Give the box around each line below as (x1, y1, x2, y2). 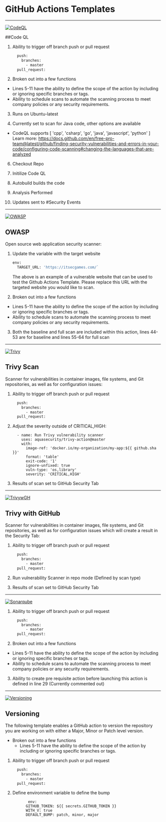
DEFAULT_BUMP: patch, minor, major (25, 813, 99, 818)
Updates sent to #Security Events (12, 199, 81, 205)
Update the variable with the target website (12, 251, 100, 257)
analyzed (12, 151, 31, 157)
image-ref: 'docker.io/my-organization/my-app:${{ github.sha (25, 446, 157, 451)
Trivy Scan (5, 363, 39, 371)
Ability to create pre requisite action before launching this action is (12, 675, 148, 682)
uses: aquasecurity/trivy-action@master (21, 437, 106, 442)
